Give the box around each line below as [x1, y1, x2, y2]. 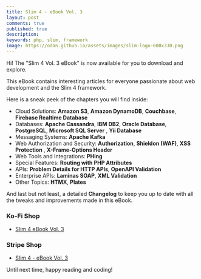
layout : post [6, 15, 39, 21]
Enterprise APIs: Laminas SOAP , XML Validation [15, 172, 137, 179]
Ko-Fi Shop [6, 212, 40, 220]
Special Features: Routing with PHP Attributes [15, 159, 132, 166]
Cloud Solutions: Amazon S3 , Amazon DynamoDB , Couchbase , [15, 107, 177, 115]
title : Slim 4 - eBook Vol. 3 [6, 8, 83, 15]
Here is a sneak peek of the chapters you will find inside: [6, 95, 148, 103]
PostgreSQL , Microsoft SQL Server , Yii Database [15, 127, 142, 134]
